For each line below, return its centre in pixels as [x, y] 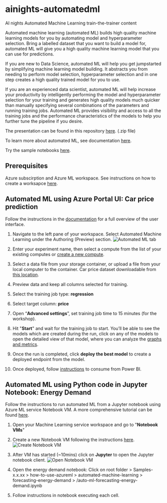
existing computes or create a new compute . [58, 254]
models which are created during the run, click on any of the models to [85, 333]
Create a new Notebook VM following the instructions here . [73, 440]
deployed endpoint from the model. [49, 359]
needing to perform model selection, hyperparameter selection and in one [81, 74]
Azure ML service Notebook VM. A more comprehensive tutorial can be [79, 410]
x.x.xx [18, 475]
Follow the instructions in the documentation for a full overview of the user [82, 219]
